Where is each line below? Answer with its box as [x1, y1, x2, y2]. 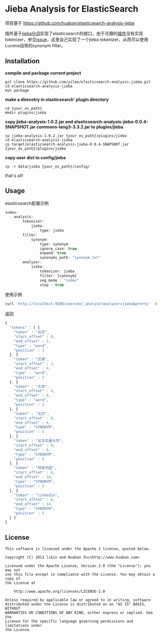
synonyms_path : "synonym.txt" [39, 255, 101, 260]
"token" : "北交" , [14, 411, 49, 416]
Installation [5, 57, 40, 65]
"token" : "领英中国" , [14, 466, 57, 470]
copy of [5, 576, 21, 581]
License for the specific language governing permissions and [5, 618, 133, 624]
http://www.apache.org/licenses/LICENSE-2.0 [14, 589, 105, 594]
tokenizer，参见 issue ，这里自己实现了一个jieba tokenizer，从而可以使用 [5, 37, 149, 42]
